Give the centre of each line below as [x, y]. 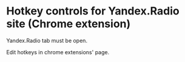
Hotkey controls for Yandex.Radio [93, 11]
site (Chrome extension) [69, 24]
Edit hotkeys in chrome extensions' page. [58, 52]
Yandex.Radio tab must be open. [47, 40]
